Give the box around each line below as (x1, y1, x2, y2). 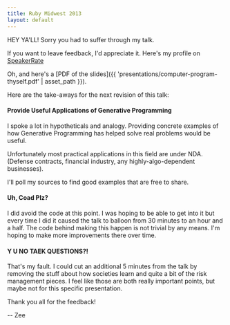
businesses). (7, 164, 44, 173)
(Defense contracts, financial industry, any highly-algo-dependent (7, 157, 195, 165)
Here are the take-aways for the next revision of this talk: (7, 91, 169, 99)
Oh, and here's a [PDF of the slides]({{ (7, 70, 116, 78)
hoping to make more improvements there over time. (7, 231, 157, 239)
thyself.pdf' (7, 77, 40, 85)
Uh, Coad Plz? (7, 194, 48, 202)
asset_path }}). (44, 77, 87, 85)
